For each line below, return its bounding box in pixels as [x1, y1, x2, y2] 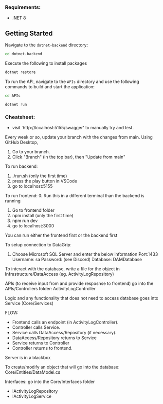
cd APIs [5, 93, 21, 98]
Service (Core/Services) [5, 300, 54, 306]
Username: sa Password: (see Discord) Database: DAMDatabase [12, 256, 142, 262]
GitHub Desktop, [5, 139, 38, 145]
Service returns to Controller [12, 340, 70, 345]
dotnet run [5, 102, 27, 107]
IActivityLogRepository [12, 388, 58, 394]
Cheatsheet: [5, 114, 35, 121]
